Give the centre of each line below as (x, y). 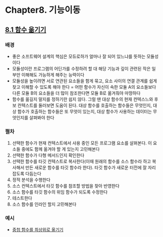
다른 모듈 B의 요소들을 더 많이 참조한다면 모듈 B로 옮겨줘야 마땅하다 (76, 93)
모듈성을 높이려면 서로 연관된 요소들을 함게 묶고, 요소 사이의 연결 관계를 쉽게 (85, 81)
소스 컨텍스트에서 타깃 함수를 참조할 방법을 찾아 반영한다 (66, 186)
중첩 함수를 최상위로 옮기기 (38, 230)
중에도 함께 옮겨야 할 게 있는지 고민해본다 (60, 149)
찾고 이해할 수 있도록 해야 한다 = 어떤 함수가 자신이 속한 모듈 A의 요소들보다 (84, 87)
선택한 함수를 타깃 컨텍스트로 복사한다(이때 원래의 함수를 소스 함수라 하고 (81, 162)
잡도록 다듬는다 (27, 174)
